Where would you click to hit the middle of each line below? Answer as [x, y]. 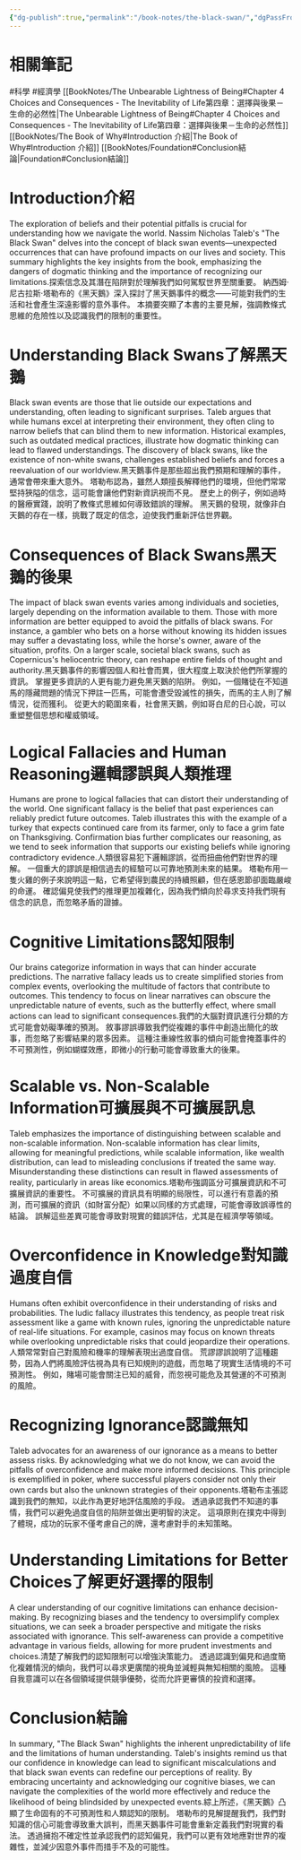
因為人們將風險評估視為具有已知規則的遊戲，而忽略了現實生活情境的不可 [158, 1363]
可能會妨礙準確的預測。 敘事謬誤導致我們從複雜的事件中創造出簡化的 [143, 1027]
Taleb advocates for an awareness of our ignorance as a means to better [143, 1451]
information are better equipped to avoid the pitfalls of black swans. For [141, 622]
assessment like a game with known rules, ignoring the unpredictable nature [150, 1322]
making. [24, 1617]
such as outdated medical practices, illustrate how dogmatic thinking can [144, 441]
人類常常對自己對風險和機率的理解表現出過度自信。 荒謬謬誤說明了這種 [140, 1352]
